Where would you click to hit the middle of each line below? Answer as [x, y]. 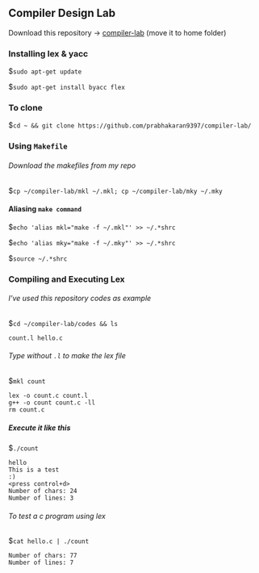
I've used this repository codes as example [80, 299]
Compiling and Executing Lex [67, 279]
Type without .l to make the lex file [67, 356]
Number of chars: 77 [43, 556]
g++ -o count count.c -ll [52, 403]
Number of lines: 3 [41, 498]
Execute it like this [40, 428]
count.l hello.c [36, 338]
